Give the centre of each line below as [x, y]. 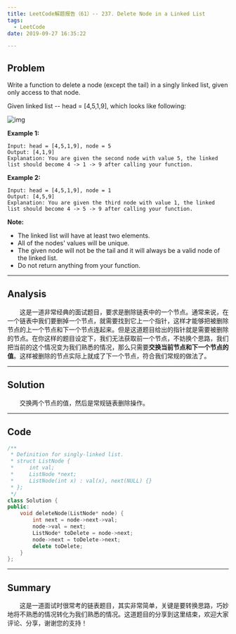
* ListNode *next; [44, 474]
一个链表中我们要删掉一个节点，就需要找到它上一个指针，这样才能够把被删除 [118, 321]
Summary [29, 588]
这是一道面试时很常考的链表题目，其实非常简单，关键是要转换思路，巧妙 [124, 606]
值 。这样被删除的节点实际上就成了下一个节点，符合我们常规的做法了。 [109, 356]
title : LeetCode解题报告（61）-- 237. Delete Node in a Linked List [106, 14]
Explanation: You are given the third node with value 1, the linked [111, 203]
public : [19, 507]
